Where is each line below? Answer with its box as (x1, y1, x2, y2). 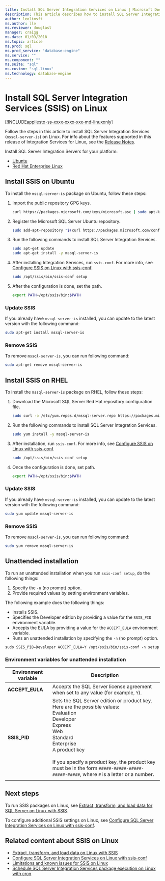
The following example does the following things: (5, 600, 105, 606)
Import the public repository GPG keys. (12, 200, 91, 206)
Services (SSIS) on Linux (5, 103, 108, 114)
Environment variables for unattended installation (5, 656, 126, 663)
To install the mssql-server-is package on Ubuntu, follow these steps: (5, 190, 147, 196)
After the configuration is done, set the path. (12, 283, 102, 289)
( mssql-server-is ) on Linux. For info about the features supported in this (5, 134, 151, 139)
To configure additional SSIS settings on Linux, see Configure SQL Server (5, 817, 154, 823)
